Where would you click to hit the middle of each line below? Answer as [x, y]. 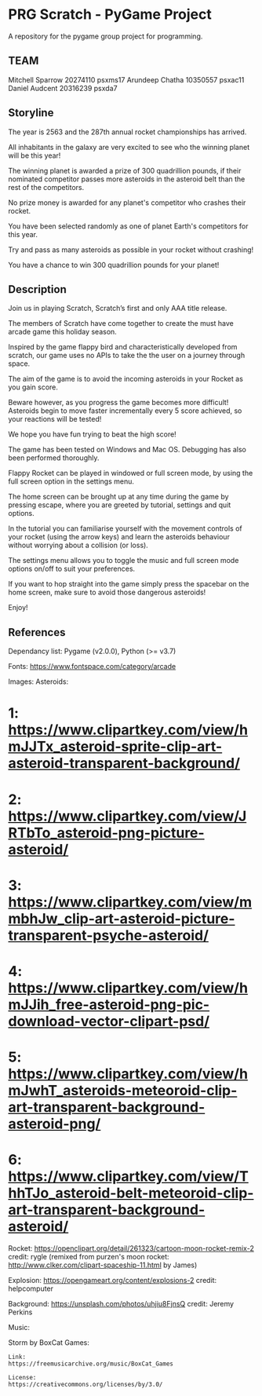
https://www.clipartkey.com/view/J [127, 816]
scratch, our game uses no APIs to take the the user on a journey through [127, 356]
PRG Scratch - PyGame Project [110, 15]
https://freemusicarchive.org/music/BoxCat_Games [91, 1364]
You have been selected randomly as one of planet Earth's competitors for [128, 226]
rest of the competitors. [46, 187]
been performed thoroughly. [54, 458]
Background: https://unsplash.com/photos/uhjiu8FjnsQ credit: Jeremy [121, 1304]
